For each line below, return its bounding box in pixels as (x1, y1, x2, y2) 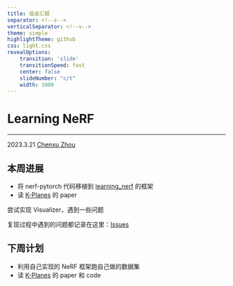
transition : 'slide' (19, 56, 79, 62)
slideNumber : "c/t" (19, 74, 76, 82)
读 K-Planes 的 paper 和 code (17, 271, 101, 279)
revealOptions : (7, 49, 51, 56)
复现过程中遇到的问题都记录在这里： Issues (7, 220, 130, 228)
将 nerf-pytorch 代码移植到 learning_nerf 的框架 (17, 182, 154, 190)
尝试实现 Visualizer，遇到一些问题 (7, 205, 104, 214)
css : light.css (7, 42, 51, 49)
